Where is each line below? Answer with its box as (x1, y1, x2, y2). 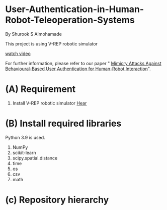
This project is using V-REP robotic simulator (5, 40, 98, 46)
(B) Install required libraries (5, 118, 122, 129)
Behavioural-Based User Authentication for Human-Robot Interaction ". (5, 66, 151, 72)
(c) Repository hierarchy (5, 194, 109, 205)
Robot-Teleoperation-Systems (5, 14, 135, 26)
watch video (5, 50, 31, 57)
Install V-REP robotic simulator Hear (12, 100, 87, 106)
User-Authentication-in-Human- (5, 4, 144, 15)
